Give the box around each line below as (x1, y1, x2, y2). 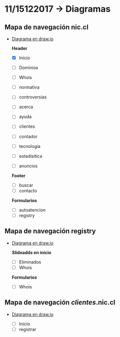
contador (19, 133, 38, 139)
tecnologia (19, 143, 41, 149)
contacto (19, 188, 37, 193)
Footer (11, 172, 25, 178)
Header (11, 46, 27, 51)
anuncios (19, 163, 38, 168)
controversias (19, 94, 47, 100)
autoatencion (19, 207, 46, 213)
